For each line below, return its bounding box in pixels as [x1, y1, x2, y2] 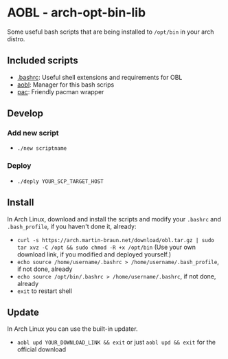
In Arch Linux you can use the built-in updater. [7, 325, 138, 333]
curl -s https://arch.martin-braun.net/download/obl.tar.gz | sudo [16, 237, 214, 243]
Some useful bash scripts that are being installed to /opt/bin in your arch [7, 28, 214, 36]
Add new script [7, 129, 60, 138]
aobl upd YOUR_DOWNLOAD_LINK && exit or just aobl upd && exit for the [16, 338, 216, 347]
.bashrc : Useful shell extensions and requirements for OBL [16, 73, 183, 81]
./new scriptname [16, 145, 67, 152]
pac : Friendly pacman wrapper [16, 87, 104, 96]
